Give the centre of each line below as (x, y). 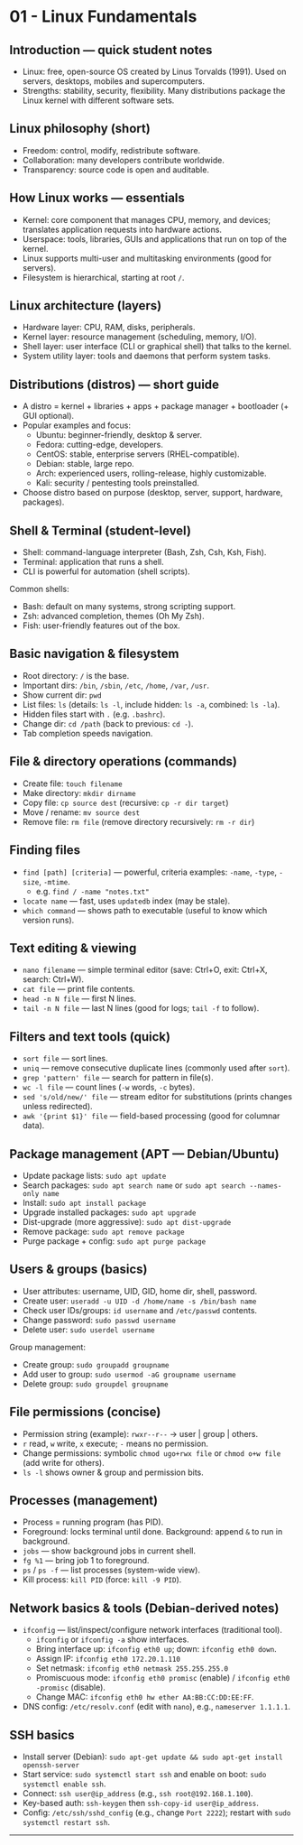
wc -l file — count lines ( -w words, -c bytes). (109, 1087)
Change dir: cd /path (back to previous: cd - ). (108, 723)
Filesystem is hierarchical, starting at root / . (103, 277)
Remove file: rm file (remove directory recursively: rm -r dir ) (138, 821)
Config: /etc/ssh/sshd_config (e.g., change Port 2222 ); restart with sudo (156, 1813)
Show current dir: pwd (62, 695)
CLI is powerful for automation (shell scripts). (106, 571)
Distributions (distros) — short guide (114, 384)
